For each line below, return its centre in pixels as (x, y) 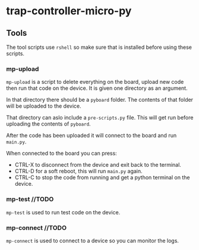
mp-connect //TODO (37, 227)
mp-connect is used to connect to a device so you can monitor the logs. (93, 240)
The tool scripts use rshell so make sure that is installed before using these (99, 47)
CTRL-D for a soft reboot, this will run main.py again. (78, 171)
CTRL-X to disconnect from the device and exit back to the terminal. (98, 165)
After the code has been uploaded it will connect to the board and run (91, 136)
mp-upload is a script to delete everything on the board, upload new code (95, 82)
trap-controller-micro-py (69, 11)
